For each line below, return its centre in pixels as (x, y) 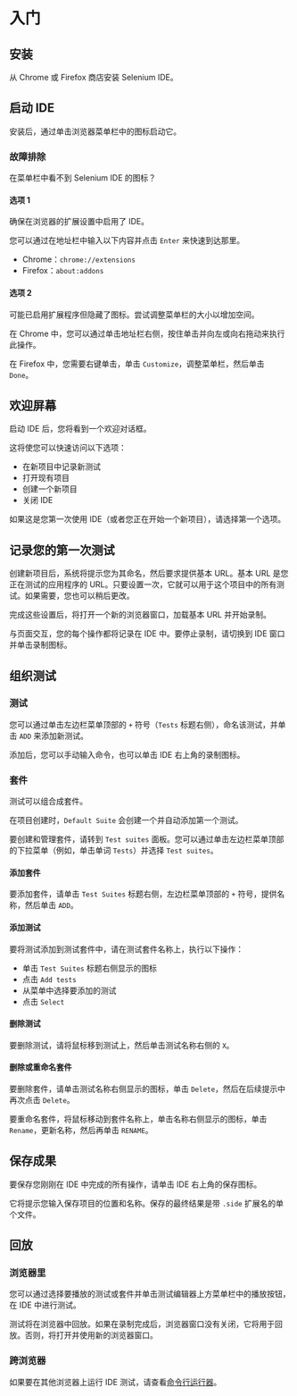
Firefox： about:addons (63, 271)
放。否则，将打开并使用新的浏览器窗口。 (83, 1335)
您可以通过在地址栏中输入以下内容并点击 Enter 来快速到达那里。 (127, 240)
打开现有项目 (45, 478)
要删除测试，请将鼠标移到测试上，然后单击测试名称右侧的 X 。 (122, 1045)
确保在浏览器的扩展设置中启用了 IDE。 (79, 222)
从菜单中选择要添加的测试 (69, 990)
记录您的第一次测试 (62, 550)
